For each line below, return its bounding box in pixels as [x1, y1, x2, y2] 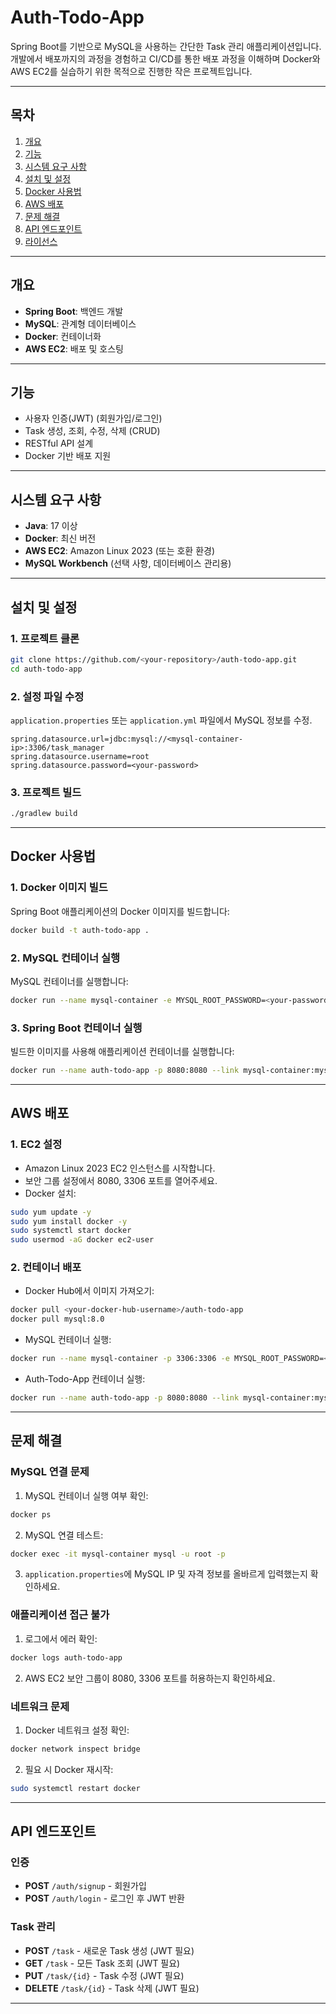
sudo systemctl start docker [10, 1226, 132, 1236]
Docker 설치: [24, 1187, 77, 1199]
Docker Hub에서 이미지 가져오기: [24, 1285, 155, 1297]
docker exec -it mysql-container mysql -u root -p [10, 1549, 226, 1559]
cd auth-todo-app [10, 664, 83, 674]
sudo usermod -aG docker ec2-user [10, 1235, 155, 1245]
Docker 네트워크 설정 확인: [24, 1724, 130, 1736]
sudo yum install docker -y [10, 1216, 128, 1226]
